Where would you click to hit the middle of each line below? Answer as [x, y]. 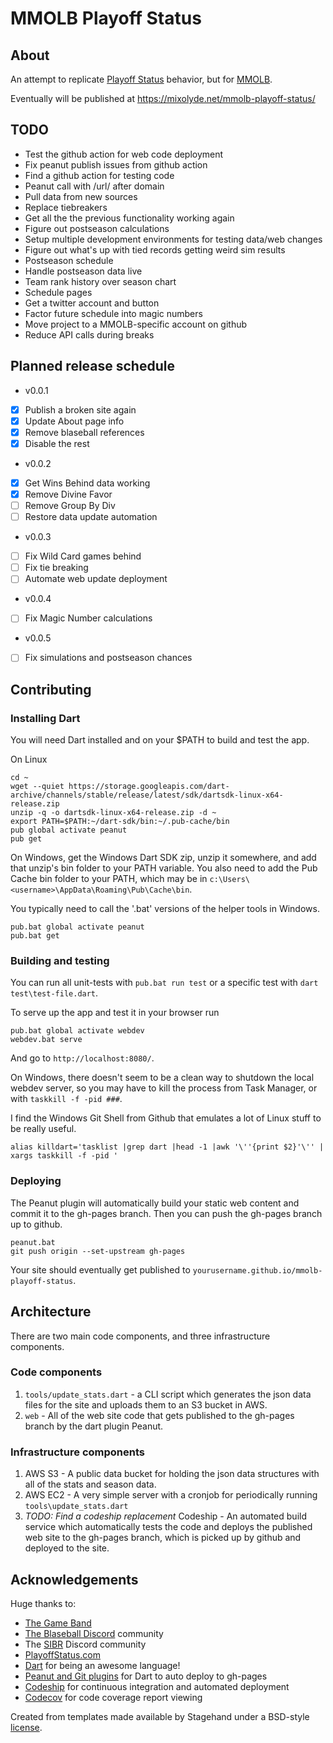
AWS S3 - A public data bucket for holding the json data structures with [172, 1474]
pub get [26, 839]
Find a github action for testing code [99, 175]
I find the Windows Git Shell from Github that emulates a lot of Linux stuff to [166, 1118]
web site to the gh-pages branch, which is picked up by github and [163, 1538]
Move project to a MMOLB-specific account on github [136, 324]
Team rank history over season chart [100, 281]
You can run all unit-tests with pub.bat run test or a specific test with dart [164, 983]
